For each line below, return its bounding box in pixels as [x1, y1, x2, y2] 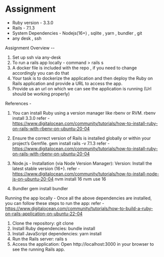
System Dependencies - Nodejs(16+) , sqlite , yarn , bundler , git [12, 30, 142, 36]
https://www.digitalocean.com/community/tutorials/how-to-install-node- [12, 171, 160, 176]
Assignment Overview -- [5, 45, 55, 51]
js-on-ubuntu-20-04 [12, 176, 54, 182]
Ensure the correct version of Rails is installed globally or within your [12, 135, 151, 141]
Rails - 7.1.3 [12, 25, 35, 30]
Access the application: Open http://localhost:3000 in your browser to [12, 241, 154, 247]
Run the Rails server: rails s [12, 236, 67, 242]
